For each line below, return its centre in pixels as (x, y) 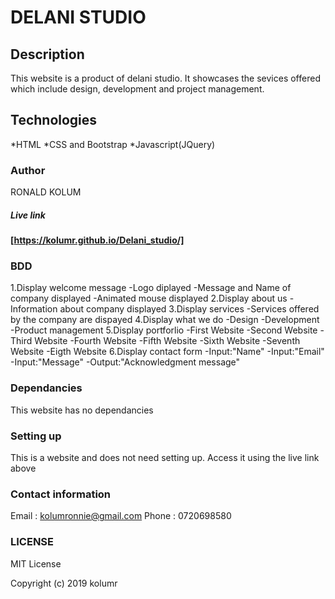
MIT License (36, 563)
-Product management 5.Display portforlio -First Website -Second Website (164, 330)
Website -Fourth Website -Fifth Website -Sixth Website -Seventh (167, 341)
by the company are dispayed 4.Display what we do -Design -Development (165, 320)
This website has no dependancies (82, 410)
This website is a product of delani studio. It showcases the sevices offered (165, 78)
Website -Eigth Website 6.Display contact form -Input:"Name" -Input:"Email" (167, 352)
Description (47, 54)
